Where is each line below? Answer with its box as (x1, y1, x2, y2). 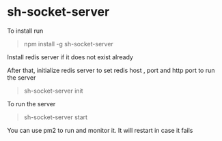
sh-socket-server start (23, 113, 87, 121)
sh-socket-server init (23, 87, 83, 95)
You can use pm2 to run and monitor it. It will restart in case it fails (7, 126, 193, 134)
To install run (7, 27, 44, 35)
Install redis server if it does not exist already (7, 52, 133, 61)
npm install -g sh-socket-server (23, 40, 114, 48)
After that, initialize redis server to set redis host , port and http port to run (7, 66, 215, 74)
